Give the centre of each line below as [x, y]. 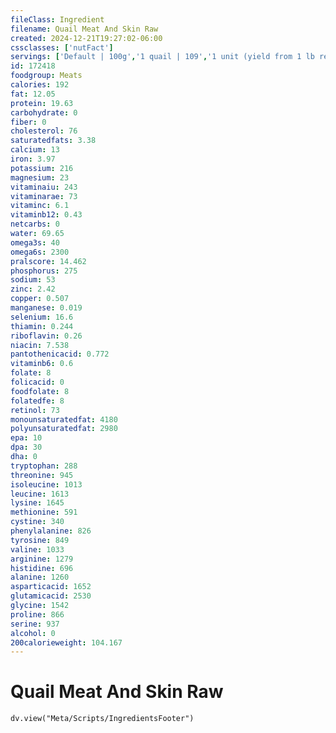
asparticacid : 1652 [51, 587]
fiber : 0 [28, 122]
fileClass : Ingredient [57, 19]
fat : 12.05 [33, 94]
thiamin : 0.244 [42, 326]
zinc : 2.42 [33, 289]
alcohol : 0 [33, 633]
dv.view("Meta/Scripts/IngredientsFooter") [102, 719]
